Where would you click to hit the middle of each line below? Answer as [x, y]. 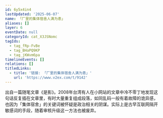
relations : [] [19, 64]
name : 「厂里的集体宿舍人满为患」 [35, 19]
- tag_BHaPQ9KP [25, 50]
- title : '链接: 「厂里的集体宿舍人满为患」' [51, 73]
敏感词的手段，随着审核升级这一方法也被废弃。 [52, 110]
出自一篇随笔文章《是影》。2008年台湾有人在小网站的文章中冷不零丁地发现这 [81, 92]
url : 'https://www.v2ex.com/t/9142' [51, 78]
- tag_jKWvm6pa [25, 55]
